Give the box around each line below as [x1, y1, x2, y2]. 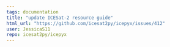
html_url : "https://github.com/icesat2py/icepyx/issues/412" [6, 20, 166, 26]
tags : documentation [6, 9, 59, 15]
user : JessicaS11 [6, 26, 51, 32]
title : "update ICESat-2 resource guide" [6, 15, 114, 21]
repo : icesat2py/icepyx [6, 32, 67, 38]
